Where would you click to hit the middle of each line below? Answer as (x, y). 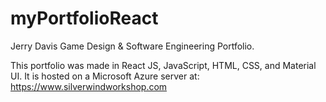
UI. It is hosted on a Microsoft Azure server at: (105, 76)
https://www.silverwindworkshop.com (89, 86)
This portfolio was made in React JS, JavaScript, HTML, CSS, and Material (163, 65)
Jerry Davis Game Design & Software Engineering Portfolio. (132, 46)
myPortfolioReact (84, 18)
